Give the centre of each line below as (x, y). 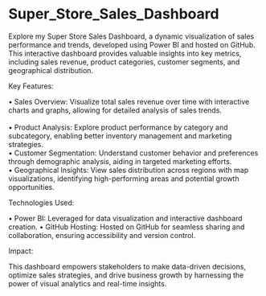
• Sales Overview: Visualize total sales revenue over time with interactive (129, 101)
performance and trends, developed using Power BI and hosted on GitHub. (132, 44)
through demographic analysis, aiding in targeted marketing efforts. (120, 161)
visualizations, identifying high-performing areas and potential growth (124, 179)
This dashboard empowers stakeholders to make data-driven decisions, (127, 266)
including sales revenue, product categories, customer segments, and (124, 62)
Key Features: (31, 86)
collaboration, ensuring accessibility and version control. (102, 235)
